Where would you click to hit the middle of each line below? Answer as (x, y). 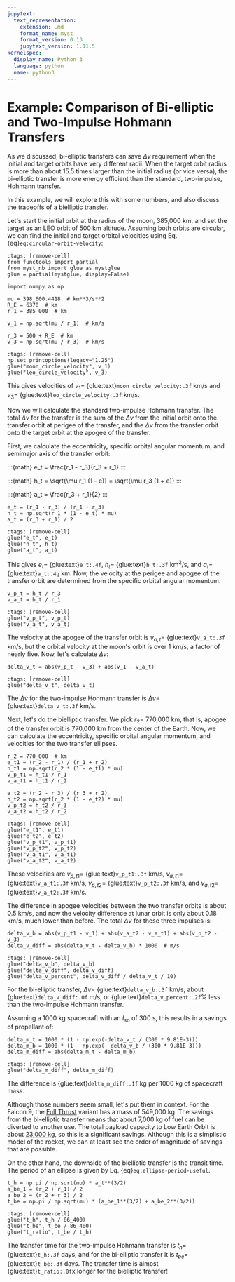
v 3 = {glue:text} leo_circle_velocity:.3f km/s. (73, 396)
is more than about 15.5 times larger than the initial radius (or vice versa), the (117, 171)
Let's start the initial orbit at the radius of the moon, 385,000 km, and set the (117, 221)
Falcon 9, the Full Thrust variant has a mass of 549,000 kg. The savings (111, 1112)
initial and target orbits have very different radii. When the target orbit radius (117, 164)
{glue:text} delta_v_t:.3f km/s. (52, 706)
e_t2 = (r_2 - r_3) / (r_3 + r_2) (58, 794)
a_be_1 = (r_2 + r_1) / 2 (45, 1189)
